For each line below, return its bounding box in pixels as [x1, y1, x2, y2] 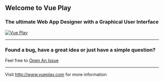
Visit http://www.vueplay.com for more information [5, 71, 107, 77]
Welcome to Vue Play [5, 4, 72, 12]
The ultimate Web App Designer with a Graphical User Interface [5, 19, 159, 25]
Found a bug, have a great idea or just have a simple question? [5, 46, 156, 53]
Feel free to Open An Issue [5, 57, 59, 63]
